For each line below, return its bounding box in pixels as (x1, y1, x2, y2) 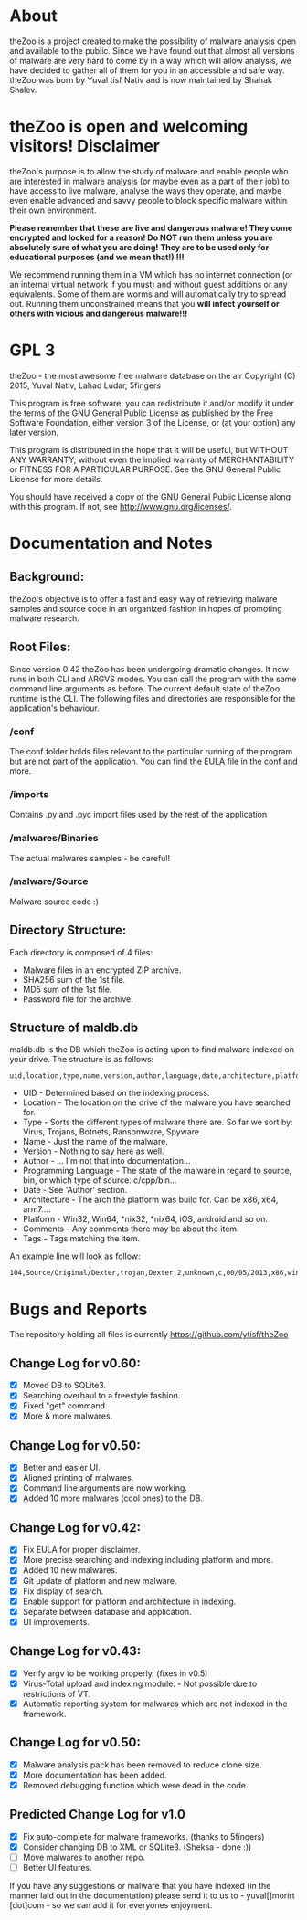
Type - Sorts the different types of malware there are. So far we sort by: (22, 1116, 294, 1128)
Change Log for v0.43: (9, 1643, 142, 1659)
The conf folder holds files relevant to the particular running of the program (9, 745, 293, 756)
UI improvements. (22, 1616, 90, 1627)
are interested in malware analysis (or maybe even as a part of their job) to (9, 175, 290, 186)
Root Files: (9, 639, 71, 655)
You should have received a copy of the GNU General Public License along (9, 491, 291, 502)
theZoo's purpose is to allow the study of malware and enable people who (9, 165, 289, 176)
